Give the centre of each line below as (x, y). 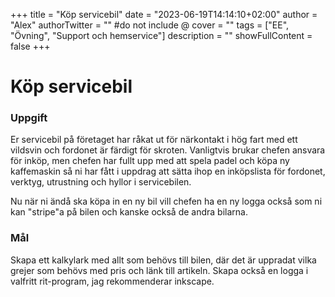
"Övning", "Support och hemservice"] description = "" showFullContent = (161, 35)
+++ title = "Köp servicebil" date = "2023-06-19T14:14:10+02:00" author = (164, 14)
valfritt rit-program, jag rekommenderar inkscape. (112, 281)
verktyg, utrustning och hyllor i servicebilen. (101, 182)
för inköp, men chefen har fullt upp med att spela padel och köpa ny (150, 161)
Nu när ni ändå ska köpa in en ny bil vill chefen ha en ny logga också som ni (166, 201)
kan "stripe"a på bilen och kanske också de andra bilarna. (129, 212)
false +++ (30, 46)
